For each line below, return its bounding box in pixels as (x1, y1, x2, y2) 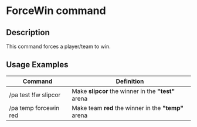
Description (6, 28, 50, 37)
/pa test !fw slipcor (9, 91, 61, 99)
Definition (116, 77, 144, 85)
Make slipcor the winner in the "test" (72, 87, 175, 95)
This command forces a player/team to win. (6, 43, 111, 50)
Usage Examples (6, 60, 69, 70)
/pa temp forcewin (9, 104, 60, 112)
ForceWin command (6, 4, 107, 18)
